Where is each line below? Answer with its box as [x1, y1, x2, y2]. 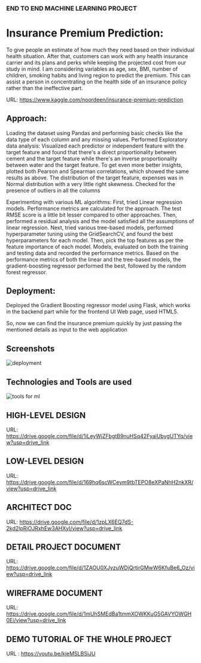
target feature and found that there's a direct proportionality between [6, 148, 176, 155]
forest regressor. [6, 268, 47, 275]
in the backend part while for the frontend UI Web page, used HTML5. [6, 308, 178, 316]
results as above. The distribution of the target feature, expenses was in [6, 174, 184, 181]
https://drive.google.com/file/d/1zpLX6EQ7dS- [19, 518, 134, 526]
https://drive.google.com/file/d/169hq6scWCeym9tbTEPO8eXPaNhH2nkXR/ [6, 478, 194, 485]
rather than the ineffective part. [6, 84, 83, 91]
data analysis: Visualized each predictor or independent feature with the [6, 142, 184, 149]
